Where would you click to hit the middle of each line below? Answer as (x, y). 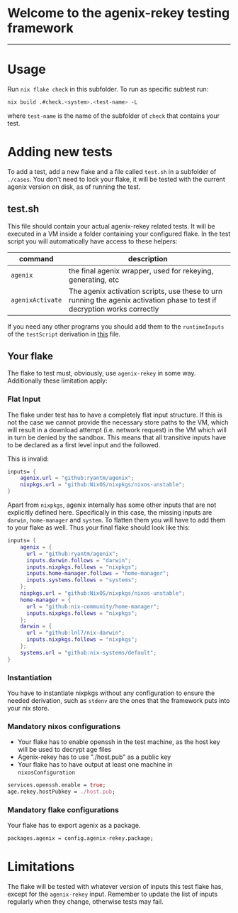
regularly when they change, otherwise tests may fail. (86, 902)
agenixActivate (36, 300)
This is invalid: (28, 459)
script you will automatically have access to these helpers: (92, 241)
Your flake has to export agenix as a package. (74, 826)
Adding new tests (60, 152)
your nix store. (28, 709)
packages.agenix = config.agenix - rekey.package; (80, 838)
